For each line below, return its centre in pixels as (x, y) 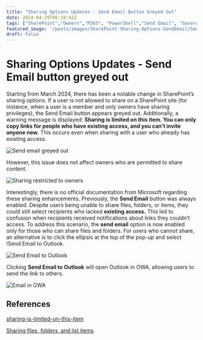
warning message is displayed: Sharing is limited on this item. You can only (101, 120)
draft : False (23, 34)
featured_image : (27, 29)
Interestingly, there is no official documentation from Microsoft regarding (97, 192)
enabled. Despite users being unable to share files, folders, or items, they (97, 205)
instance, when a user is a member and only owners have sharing (88, 107)
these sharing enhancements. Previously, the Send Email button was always (101, 199)
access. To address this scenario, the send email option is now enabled (96, 224)
